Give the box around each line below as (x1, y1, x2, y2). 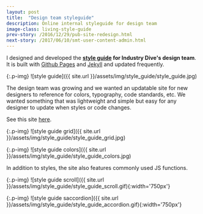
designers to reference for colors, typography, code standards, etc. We (6, 91, 186, 98)
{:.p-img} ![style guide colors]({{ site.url (6, 146, 106, 153)
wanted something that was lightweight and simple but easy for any (6, 97, 177, 105)
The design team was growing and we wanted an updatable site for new (6, 84, 188, 92)
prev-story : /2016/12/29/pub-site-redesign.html (6, 32, 133, 38)
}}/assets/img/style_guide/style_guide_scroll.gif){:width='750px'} (6, 183, 171, 190)
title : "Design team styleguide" (6, 15, 95, 21)
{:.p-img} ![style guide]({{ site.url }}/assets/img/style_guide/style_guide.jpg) (6, 73, 197, 79)
